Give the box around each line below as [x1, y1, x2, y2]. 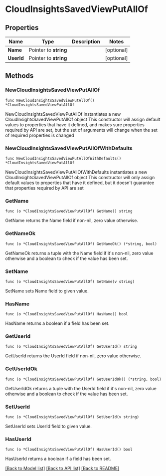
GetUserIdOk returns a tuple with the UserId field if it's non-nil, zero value [5, 385, 157, 391]
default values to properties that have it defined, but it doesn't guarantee [5, 180, 155, 186]
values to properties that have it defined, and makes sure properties [5, 121, 145, 128]
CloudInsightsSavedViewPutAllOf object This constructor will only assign [5, 174, 155, 180]
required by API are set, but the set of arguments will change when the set [5, 127, 158, 133]
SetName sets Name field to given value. [5, 288, 89, 294]
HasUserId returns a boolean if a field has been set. [5, 456, 111, 462]
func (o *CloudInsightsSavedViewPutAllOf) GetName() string [5, 209, 133, 214]
